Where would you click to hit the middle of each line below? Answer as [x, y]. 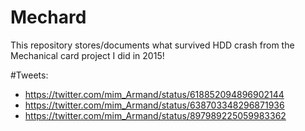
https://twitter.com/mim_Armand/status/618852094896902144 [154, 94]
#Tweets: [29, 75]
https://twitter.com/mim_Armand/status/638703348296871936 [154, 105]
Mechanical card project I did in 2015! [87, 55]
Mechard [48, 17]
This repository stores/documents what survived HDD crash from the [152, 45]
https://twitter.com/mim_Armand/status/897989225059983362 [155, 115]
